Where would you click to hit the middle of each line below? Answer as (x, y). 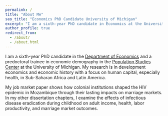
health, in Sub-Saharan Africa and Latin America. (56, 77)
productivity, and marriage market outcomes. (52, 108)
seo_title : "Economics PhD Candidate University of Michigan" (71, 19)
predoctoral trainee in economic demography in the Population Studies (78, 61)
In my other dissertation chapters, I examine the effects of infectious (75, 98)
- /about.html (24, 42)
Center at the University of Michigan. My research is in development (75, 67)
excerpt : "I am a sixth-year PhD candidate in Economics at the (73, 24)
